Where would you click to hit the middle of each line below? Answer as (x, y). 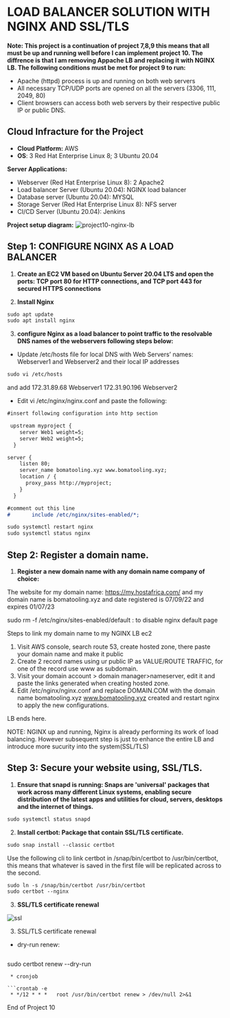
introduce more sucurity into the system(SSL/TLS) (78, 746)
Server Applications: (37, 169)
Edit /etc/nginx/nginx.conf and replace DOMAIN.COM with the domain (116, 691)
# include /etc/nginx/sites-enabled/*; (73, 515)
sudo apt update (30, 314)
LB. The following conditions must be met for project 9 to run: (96, 67)
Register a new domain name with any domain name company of (111, 571)
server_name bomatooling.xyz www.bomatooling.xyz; (93, 470)
